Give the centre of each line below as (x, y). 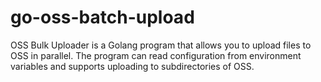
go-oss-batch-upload (102, 17)
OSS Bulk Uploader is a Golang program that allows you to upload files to (161, 45)
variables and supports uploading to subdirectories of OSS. (132, 66)
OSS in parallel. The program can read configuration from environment (156, 55)
